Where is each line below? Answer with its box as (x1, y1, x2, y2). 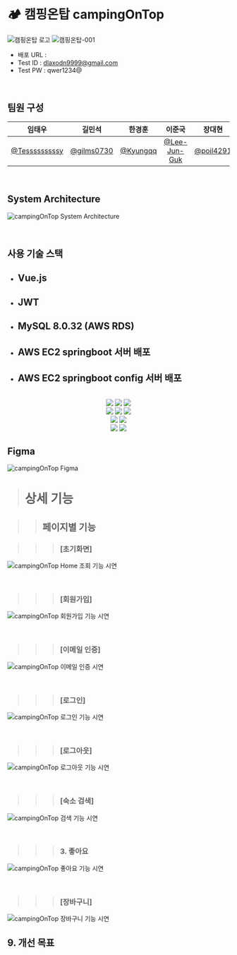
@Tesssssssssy (11, 145, 63, 155)
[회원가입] (59, 594, 92, 604)
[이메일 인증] (59, 645, 101, 655)
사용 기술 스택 (7, 248, 63, 260)
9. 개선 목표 (7, 937, 55, 949)
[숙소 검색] (59, 796, 94, 806)
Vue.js (17, 272, 47, 284)
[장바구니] (59, 897, 92, 907)
